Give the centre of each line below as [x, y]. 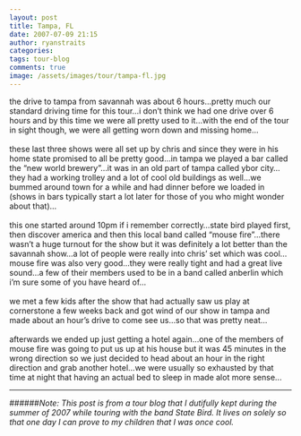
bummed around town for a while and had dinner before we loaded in [137, 187]
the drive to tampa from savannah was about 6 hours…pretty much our [140, 101]
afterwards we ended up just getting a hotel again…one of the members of [146, 339]
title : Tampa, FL [42, 26]
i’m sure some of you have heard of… [78, 282]
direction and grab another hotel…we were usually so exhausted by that [142, 367]
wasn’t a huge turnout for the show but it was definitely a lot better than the [149, 244]
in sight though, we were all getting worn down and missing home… [134, 130]
